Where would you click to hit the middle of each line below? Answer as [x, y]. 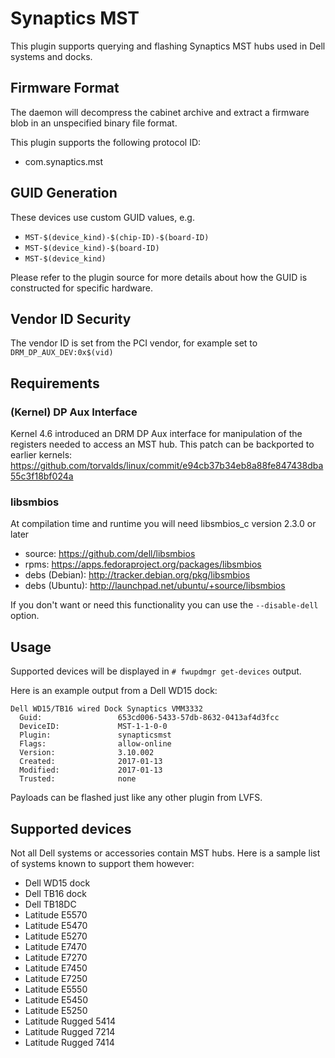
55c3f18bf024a [42, 476]
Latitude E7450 [56, 968]
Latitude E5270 [56, 936]
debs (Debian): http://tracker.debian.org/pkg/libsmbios [137, 575]
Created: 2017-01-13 [91, 762]
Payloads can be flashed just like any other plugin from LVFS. [136, 798]
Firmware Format [65, 88]
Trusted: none [78, 779]
